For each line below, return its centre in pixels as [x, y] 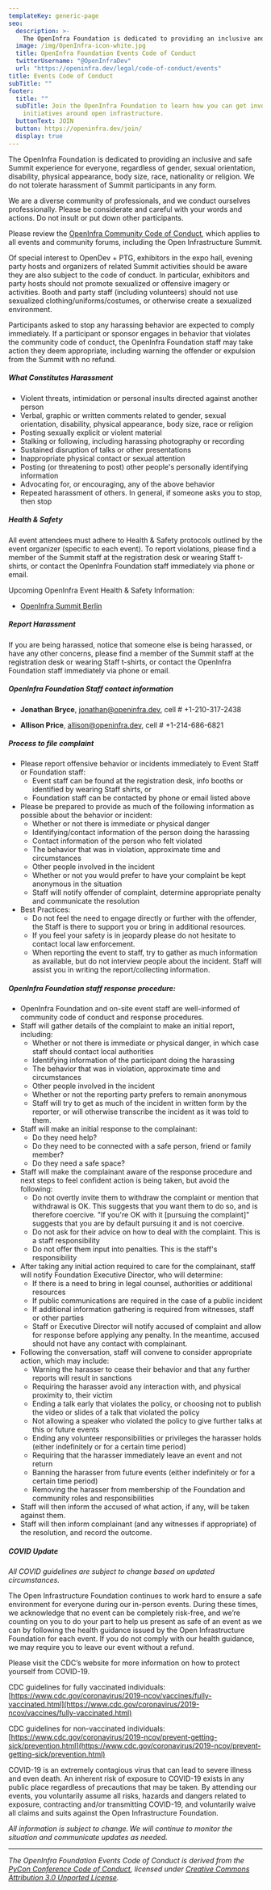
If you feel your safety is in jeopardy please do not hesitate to [134, 935]
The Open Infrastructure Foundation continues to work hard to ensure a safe [135, 1596]
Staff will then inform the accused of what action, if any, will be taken [135, 1507]
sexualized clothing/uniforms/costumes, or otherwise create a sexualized [130, 301]
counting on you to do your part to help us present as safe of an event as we [135, 1622]
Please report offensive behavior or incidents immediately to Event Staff [140, 764]
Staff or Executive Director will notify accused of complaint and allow [147, 1327]
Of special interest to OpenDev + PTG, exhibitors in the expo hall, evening [130, 257]
